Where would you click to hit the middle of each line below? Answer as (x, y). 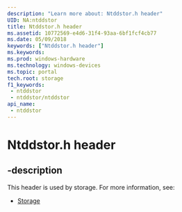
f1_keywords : (26, 85)
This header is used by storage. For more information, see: (91, 187)
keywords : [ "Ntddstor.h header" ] (56, 46)
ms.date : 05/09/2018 (37, 40)
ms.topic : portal (32, 72)
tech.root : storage (35, 78)
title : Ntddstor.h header (44, 26)
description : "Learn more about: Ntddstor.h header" (85, 14)
